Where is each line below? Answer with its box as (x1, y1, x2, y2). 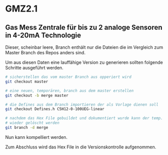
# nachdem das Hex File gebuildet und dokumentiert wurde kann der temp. (5, 116, 163, 121)
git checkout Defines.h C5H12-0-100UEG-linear (5, 107, 105, 112)
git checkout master (5, 79, 49, 84)
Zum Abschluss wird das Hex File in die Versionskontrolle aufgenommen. (5, 144, 156, 150)
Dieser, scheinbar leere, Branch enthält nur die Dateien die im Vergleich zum (5, 44, 163, 50)
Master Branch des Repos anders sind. (5, 50, 86, 55)
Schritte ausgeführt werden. (5, 65, 64, 70)
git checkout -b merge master (5, 93, 69, 98)
